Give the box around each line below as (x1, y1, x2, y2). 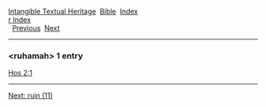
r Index (8, 15, 32, 24)
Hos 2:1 (8, 68, 33, 78)
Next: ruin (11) (8, 90, 53, 101)
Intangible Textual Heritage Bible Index (8, 7, 139, 16)
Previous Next (11, 24, 60, 32)
